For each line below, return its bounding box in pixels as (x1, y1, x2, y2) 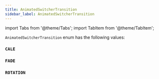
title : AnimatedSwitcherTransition (5, 7, 77, 12)
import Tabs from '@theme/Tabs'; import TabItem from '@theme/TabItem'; (5, 25, 155, 31)
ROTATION (5, 70, 26, 76)
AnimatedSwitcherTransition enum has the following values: (5, 34, 125, 40)
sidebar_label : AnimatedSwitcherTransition (5, 12, 95, 16)
